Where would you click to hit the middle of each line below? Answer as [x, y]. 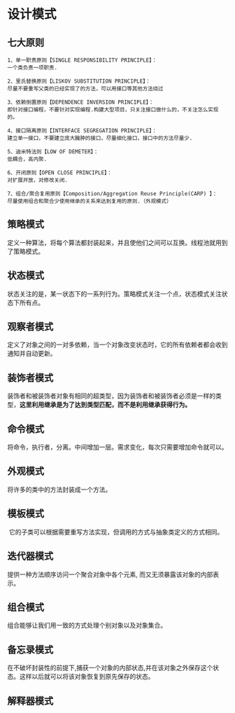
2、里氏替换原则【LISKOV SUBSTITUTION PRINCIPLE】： [79, 81]
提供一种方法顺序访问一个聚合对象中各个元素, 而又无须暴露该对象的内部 [110, 574]
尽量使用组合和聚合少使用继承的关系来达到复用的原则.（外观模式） [90, 201]
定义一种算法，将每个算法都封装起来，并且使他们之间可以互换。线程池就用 [114, 242]
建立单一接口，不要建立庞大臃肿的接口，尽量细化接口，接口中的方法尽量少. [100, 138]
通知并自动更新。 [32, 354]
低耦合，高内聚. [27, 159]
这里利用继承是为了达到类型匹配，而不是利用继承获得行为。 [105, 405]
